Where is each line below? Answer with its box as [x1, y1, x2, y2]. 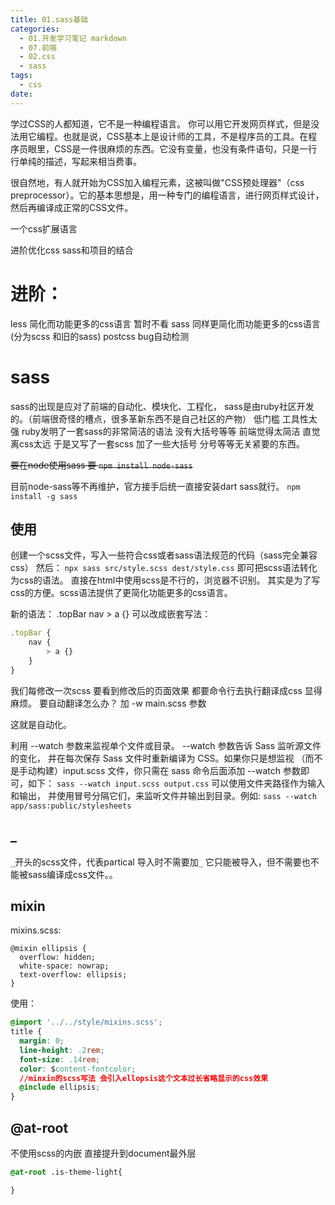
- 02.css [19, 52, 56, 62]
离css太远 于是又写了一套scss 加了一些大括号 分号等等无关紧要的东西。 [10, 437, 305, 450]
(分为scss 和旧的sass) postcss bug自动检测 [10, 330, 190, 342]
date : [10, 89, 33, 99]
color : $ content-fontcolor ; [19, 1064, 137, 1074]
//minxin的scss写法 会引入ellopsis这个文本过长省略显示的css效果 [19, 1073, 269, 1083]
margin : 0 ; [19, 1036, 65, 1046]
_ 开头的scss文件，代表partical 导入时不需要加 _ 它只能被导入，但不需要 [10, 856, 302, 868]
